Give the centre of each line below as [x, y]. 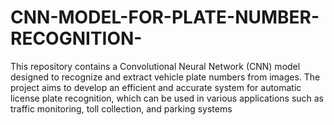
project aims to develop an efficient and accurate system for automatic [156, 87]
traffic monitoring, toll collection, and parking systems [121, 108]
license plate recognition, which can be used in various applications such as [167, 98]
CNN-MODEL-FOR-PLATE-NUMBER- [165, 17]
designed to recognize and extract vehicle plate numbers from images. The [165, 77]
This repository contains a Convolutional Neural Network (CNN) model [155, 66]
